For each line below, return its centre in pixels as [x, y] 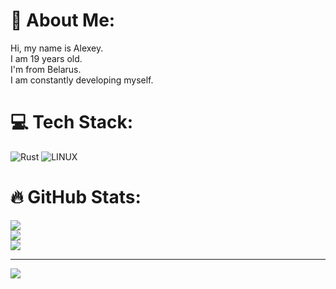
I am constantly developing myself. [82, 80]
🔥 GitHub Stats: [76, 197]
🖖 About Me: [63, 20]
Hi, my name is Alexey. [57, 48]
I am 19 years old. [46, 58]
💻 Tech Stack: [72, 122]
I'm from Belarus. [46, 69]
